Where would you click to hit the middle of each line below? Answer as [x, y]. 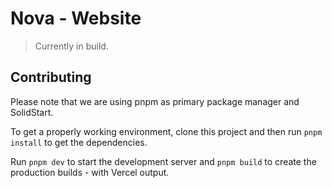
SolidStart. [32, 112]
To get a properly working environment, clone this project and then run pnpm [166, 131]
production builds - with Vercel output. [90, 172]
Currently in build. [71, 46]
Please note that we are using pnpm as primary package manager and [155, 101]
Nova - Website [76, 18]
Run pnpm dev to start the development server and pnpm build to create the [163, 161]
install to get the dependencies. [79, 142]
